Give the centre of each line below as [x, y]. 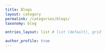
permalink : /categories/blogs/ [38, 19]
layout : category [23, 14]
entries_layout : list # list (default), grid [53, 32]
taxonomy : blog [21, 23]
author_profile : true [28, 41]
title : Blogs [19, 10]
